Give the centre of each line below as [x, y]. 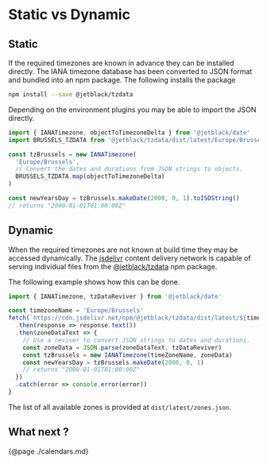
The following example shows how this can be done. [94, 282]
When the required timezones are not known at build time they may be [123, 249]
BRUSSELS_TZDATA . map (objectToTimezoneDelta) [90, 176]
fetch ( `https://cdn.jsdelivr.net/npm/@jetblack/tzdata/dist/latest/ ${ [128, 318]
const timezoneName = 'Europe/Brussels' [76, 311]
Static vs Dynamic [70, 15]
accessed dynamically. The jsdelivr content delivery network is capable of [130, 258]
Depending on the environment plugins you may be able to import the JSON [132, 110]
